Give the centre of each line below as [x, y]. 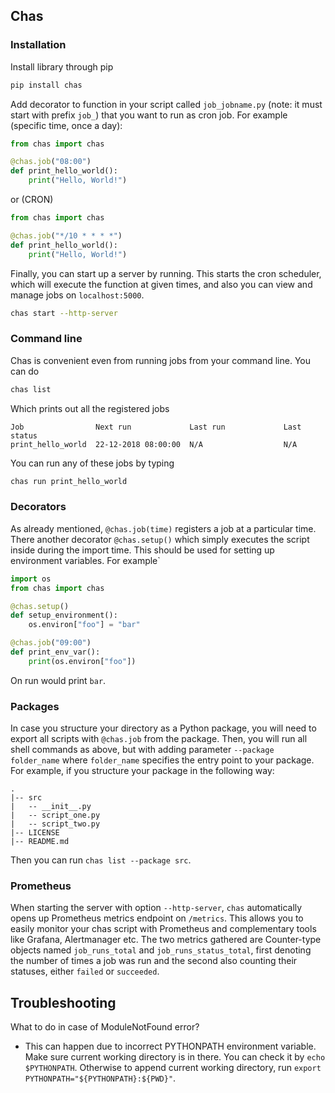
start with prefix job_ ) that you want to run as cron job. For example [149, 115]
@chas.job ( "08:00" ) [51, 162]
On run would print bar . [58, 680]
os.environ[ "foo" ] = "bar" [84, 625]
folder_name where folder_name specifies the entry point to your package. [162, 760]
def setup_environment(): [64, 615]
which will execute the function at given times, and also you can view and [161, 284]
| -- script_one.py [55, 815]
